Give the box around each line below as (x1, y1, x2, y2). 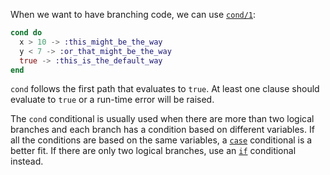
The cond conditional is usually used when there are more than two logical (10, 113, 315, 125)
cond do (10, 28, 43, 38)
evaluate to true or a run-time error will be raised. (10, 94, 215, 106)
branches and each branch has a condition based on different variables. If (10, 124, 315, 136)
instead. (10, 155, 44, 168)
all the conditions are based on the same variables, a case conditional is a (10, 134, 313, 146)
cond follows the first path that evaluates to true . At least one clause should (10, 83, 320, 95)
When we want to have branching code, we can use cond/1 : (10, 9, 257, 20)
